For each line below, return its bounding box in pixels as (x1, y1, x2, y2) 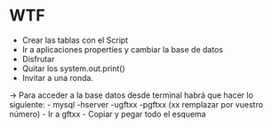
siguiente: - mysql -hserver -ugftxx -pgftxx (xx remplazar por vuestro (9, 99, 264, 109)
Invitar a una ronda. (21, 72, 93, 83)
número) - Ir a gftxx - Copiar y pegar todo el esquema (9, 108, 206, 119)
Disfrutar (21, 53, 55, 64)
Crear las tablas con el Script (21, 35, 129, 45)
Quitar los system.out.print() (21, 63, 126, 74)
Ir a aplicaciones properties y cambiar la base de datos (21, 44, 224, 54)
